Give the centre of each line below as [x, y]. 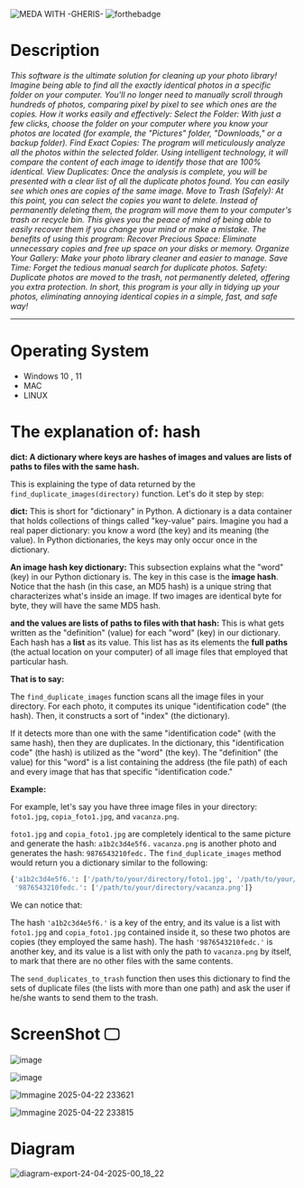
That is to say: [37, 679]
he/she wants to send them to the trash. [84, 997]
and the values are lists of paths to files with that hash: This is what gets [147, 623]
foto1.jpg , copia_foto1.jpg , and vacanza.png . [95, 816]
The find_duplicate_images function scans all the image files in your [137, 696]
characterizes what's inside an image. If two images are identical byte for [146, 596]
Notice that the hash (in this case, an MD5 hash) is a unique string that [141, 586]
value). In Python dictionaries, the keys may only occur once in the [134, 540]
